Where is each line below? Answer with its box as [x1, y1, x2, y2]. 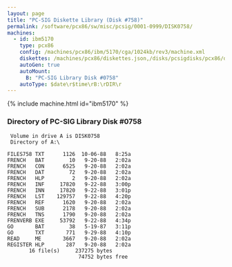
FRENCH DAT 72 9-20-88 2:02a [7, 168, 131, 176]
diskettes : [19, 55, 51, 62]
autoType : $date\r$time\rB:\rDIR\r [19, 81, 122, 88]
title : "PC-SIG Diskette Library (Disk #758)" [7, 17, 144, 23]
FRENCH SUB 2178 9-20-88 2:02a [7, 205, 131, 212]
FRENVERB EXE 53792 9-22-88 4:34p [7, 217, 131, 224]
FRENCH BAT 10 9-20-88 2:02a [7, 157, 131, 164]
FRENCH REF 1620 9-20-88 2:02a [7, 199, 131, 206]
